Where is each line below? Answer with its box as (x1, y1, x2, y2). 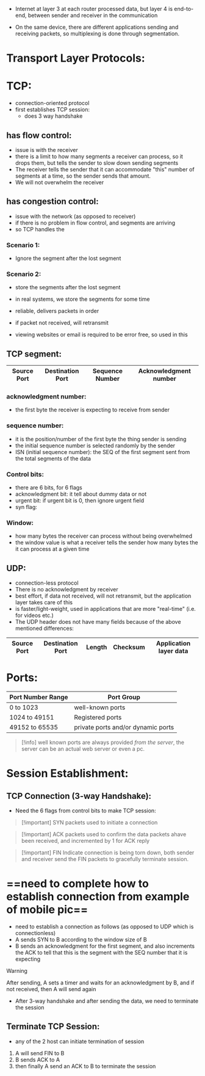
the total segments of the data (15, 455, 92, 462)
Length (86, 643, 107, 652)
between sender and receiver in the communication (27, 12, 158, 19)
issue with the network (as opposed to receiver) (15, 212, 136, 220)
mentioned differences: (15, 625, 74, 632)
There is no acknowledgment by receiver (15, 586, 118, 593)
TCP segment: (6, 348, 62, 359)
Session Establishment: (6, 767, 129, 781)
